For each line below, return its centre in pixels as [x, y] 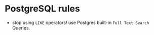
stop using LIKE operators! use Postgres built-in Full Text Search [81, 22]
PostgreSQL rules [43, 9]
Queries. [21, 27]
